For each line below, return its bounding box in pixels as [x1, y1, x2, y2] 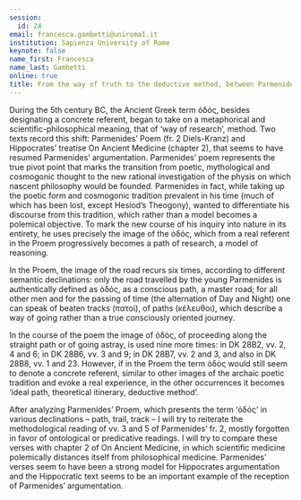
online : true [9, 72, 58, 81]
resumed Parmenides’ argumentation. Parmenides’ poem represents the [9, 151, 276, 162]
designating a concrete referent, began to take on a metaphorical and [9, 114, 266, 125]
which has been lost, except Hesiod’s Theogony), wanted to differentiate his [9, 199, 290, 211]
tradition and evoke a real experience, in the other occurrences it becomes [9, 377, 285, 388]
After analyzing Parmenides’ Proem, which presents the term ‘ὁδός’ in [9, 404, 268, 415]
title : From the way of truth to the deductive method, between [9, 80, 254, 89]
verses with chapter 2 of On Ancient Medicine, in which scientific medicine [9, 442, 286, 453]
